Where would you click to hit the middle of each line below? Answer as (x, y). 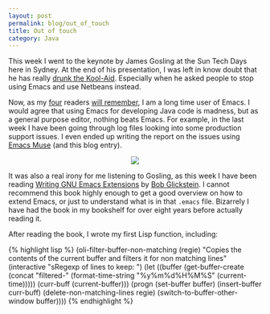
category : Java (34, 38)
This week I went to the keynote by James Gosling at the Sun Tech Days (128, 61)
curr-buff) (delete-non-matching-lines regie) (82, 293)
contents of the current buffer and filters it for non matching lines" (118, 258)
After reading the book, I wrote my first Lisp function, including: (113, 234)
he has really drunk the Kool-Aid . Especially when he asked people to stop (131, 78)
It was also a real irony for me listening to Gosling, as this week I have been (133, 176)
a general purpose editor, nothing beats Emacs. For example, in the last (126, 120)
